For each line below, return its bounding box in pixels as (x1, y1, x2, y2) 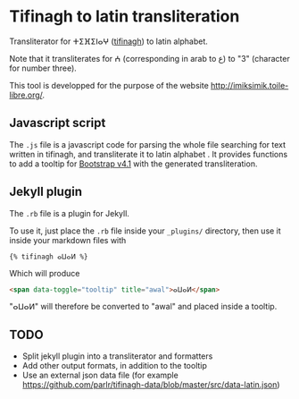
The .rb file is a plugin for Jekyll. (9, 208, 129, 218)
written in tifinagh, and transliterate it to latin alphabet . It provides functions (9, 149, 288, 159)
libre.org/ (9, 89, 43, 100)
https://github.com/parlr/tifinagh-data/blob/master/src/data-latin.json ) (21, 379, 280, 390)
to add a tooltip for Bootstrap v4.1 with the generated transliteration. (9, 158, 258, 169)
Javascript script (9, 115, 106, 131)
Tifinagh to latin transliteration (9, 6, 240, 27)
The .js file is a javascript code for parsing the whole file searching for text (9, 139, 287, 149)
